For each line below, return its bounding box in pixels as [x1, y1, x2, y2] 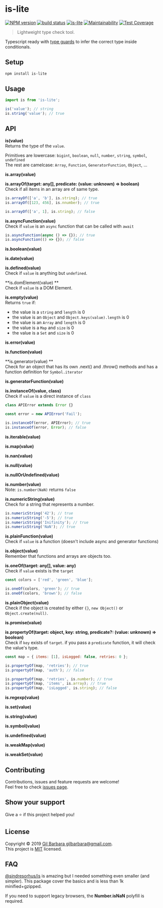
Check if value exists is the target [5, 568, 74, 574]
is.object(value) [5, 548, 38, 554]
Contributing [5, 766, 45, 774]
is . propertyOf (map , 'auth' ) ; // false [5, 668, 84, 673]
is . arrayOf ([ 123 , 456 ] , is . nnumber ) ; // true [5, 200, 100, 205]
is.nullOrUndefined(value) [5, 472, 60, 478]
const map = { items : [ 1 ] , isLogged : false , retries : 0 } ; [5, 654, 128, 659]
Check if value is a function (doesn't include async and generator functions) [5, 539, 159, 545]
